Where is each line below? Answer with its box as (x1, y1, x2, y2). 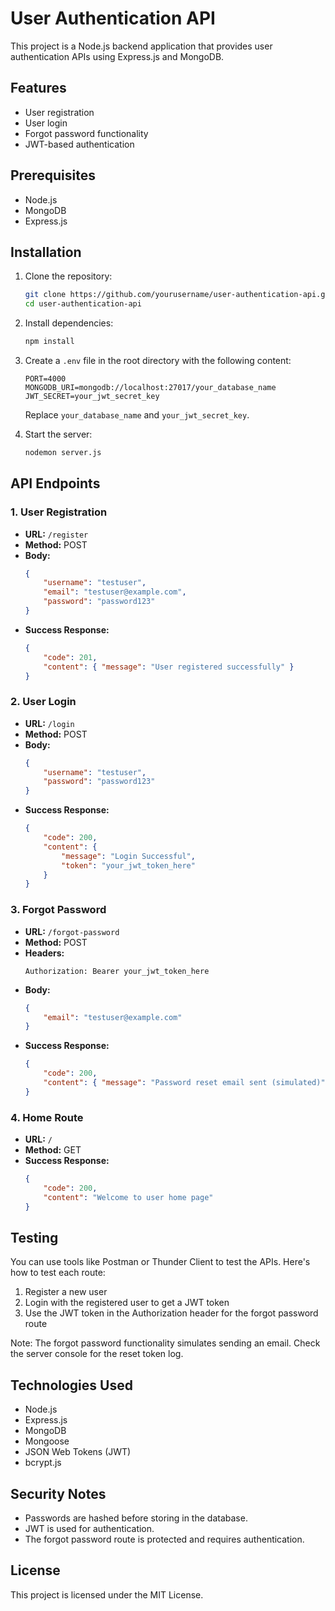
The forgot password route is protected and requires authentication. (24, 1533, 305, 1546)
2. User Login (10, 695, 77, 709)
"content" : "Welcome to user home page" (43, 1192, 214, 1202)
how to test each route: (10, 1267, 106, 1279)
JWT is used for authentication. (24, 1523, 155, 1535)
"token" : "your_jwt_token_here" (61, 860, 196, 871)
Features (10, 80, 67, 97)
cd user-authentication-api (24, 299, 142, 309)
